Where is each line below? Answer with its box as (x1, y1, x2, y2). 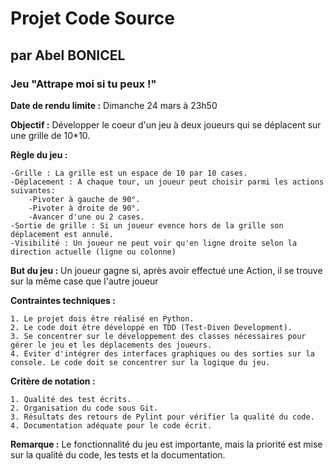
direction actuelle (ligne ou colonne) (10, 247, 177, 257)
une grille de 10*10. (10, 129, 91, 141)
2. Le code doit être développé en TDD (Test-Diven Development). (10, 322, 293, 332)
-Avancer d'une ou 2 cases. (28, 212, 145, 222)
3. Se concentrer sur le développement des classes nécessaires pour (10, 331, 307, 341)
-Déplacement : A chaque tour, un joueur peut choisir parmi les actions (10, 177, 325, 187)
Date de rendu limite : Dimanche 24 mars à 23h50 (10, 99, 218, 111)
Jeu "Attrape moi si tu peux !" (10, 77, 157, 91)
